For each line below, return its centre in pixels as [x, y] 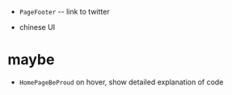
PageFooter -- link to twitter [64, 12]
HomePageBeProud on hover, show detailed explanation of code [121, 82]
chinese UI [37, 27]
